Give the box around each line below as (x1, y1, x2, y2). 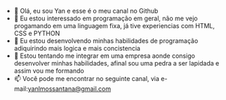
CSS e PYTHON (13, 29, 60, 37)
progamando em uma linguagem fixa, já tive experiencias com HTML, (13, 22, 215, 30)
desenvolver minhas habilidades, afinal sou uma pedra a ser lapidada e (13, 59, 220, 67)
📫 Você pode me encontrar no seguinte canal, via (13, 75, 160, 82)
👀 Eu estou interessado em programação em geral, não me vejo (13, 14, 198, 23)
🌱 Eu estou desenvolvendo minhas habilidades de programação (13, 37, 199, 45)
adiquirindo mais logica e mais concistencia (13, 44, 140, 52)
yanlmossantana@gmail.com (27, 85, 111, 93)
